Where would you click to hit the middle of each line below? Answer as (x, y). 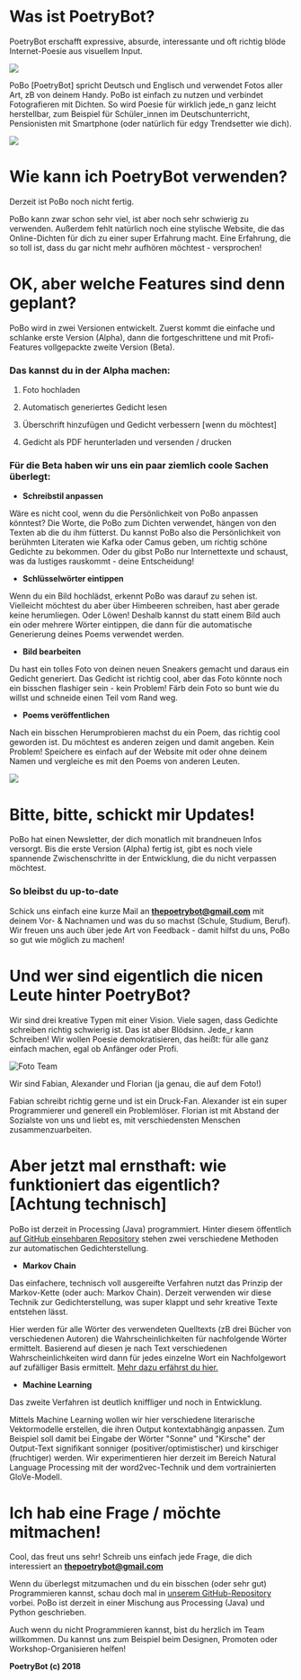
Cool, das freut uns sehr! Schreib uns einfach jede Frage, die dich (131, 1557)
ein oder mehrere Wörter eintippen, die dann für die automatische (131, 625)
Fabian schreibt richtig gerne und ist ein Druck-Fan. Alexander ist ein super (148, 1101)
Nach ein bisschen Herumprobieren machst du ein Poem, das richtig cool (145, 733)
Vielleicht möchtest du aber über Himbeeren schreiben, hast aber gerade (145, 606)
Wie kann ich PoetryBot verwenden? (148, 177)
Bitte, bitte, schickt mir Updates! (132, 814)
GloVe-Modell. (36, 1477)
